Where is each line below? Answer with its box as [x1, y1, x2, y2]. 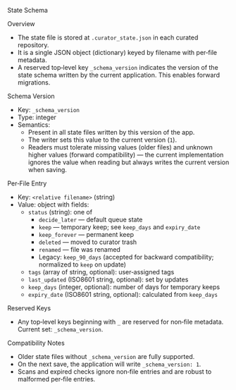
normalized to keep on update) [38, 260, 127, 269]
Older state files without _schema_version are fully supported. [17, 353, 195, 360]
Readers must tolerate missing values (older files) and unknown [27, 143, 213, 151]
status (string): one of [27, 208, 93, 216]
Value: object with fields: [17, 200, 89, 209]
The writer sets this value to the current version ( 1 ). [27, 135, 178, 144]
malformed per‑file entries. [17, 375, 96, 383]
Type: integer [17, 113, 56, 121]
